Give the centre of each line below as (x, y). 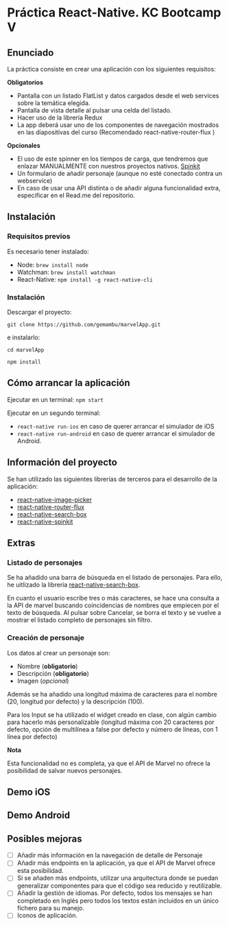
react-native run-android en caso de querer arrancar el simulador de (116, 433)
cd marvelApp (26, 350)
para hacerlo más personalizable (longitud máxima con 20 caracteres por (111, 722)
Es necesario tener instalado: (48, 251)
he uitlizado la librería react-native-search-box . (74, 585)
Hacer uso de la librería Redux (60, 117)
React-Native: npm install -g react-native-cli (85, 279)
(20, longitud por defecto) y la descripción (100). (76, 701)
